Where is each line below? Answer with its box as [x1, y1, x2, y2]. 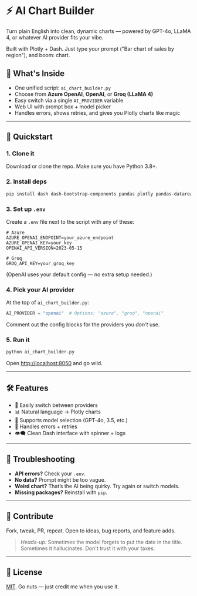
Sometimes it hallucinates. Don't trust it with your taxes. [20, 545, 155, 552]
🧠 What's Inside [6, 68, 65, 79]
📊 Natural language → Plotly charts [14, 408, 101, 415]
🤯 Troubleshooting [6, 454, 75, 465]
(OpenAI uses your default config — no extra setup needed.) [6, 271, 152, 278]
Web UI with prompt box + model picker [14, 103, 111, 110]
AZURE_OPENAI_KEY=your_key [6, 240, 72, 246]
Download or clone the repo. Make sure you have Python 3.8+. [6, 163, 158, 170]
